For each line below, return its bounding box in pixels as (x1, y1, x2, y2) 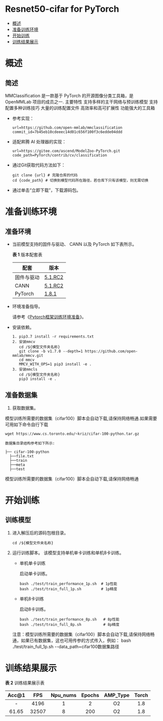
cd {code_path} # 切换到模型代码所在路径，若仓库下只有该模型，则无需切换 (12, 178, 149, 183)
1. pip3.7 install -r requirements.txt (12, 334, 94, 339)
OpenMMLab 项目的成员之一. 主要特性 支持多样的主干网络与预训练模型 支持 (5, 99, 158, 105)
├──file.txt (9, 454, 34, 458)
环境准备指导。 (12, 303, 43, 309)
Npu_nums (51, 692, 77, 698)
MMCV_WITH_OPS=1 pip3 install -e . (19, 362, 92, 367)
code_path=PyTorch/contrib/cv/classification (12, 153, 107, 158)
